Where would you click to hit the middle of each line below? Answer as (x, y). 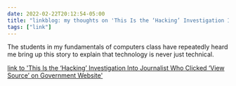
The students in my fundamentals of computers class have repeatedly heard (118, 47)
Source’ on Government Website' (55, 75)
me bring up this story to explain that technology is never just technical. (111, 54)
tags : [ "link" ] (29, 27)
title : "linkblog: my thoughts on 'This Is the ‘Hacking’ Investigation (116, 20)
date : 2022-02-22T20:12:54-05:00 (56, 14)
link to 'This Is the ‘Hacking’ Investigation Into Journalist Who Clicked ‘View (116, 68)
